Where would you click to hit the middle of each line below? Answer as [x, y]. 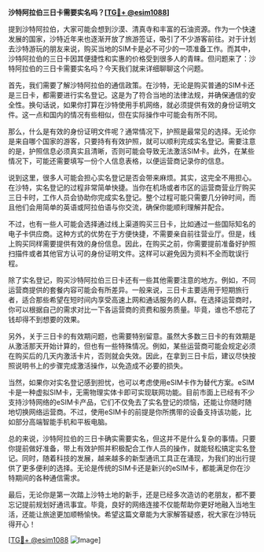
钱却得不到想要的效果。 [46, 319]
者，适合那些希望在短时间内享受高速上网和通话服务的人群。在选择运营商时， [132, 300]
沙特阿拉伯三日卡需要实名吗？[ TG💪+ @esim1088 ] [89, 12]
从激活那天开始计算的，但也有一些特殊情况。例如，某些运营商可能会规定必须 [132, 346]
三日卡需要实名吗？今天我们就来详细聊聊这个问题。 [125, 69]
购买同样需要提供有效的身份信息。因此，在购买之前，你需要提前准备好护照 [135, 244]
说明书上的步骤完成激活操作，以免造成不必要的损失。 [101, 366]
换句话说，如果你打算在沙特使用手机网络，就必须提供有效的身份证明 [139, 105]
